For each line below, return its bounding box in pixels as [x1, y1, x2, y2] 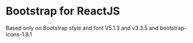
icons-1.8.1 [5, 30, 32, 38]
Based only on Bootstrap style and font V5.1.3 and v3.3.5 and [5, 24, 159, 31]
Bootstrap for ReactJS [5, 4, 120, 18]
